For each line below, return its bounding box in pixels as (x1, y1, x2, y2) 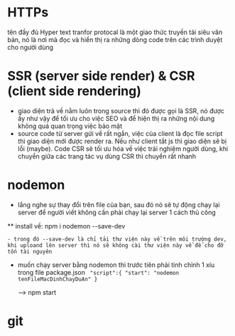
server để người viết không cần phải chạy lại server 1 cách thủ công (17, 208, 217, 216)
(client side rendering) (7, 83, 142, 100)
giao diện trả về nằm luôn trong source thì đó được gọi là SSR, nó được (17, 106, 225, 115)
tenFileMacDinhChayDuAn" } (17, 275, 98, 283)
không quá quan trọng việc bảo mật (17, 122, 123, 130)
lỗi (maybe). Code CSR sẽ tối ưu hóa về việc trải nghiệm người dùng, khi (17, 144, 229, 153)
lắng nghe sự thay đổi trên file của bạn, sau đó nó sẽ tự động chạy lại (17, 200, 220, 209)
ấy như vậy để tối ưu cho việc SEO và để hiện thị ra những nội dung (17, 114, 215, 122)
